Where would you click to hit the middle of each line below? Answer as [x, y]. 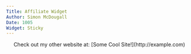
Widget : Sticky [25, 28]
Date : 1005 [20, 22]
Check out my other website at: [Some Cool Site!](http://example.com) [99, 45]
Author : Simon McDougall [37, 17]
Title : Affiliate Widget [37, 11]
